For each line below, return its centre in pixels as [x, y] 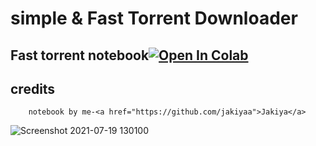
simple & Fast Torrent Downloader [154, 18]
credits [33, 88]
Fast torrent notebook [80, 55]
